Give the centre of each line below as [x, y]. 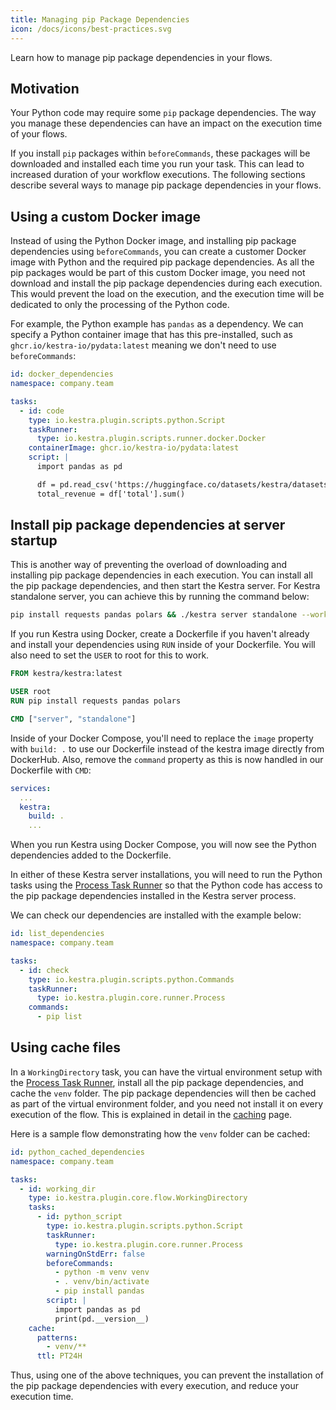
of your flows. [39, 134]
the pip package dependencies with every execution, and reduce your [154, 1386]
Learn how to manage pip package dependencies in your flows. [141, 57]
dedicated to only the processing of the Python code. [120, 305]
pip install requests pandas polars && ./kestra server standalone [154, 615]
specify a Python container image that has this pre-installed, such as [151, 335]
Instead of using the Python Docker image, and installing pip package [153, 241]
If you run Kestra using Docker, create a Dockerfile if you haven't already [160, 634]
